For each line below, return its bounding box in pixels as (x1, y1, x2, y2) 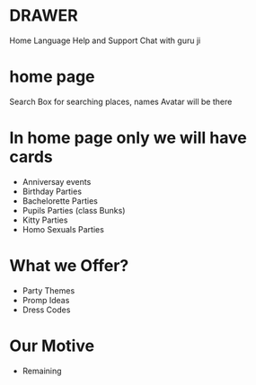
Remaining (22, 365, 62, 376)
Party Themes (22, 284, 75, 296)
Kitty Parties (22, 214, 68, 225)
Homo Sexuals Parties (22, 223, 105, 234)
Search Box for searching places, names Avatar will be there (9, 96, 233, 107)
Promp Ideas (22, 294, 70, 305)
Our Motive (9, 336, 95, 355)
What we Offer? (9, 256, 129, 276)
